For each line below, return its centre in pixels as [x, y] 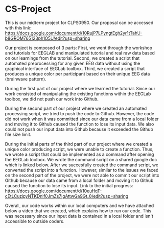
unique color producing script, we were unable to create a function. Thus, [79, 149]
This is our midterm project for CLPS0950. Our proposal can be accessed [79, 23]
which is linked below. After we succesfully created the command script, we [82, 165]
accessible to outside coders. [35, 221]
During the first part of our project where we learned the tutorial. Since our [80, 88]
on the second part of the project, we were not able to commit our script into [82, 175]
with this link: [18, 27]
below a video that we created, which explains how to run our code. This [78, 211]
